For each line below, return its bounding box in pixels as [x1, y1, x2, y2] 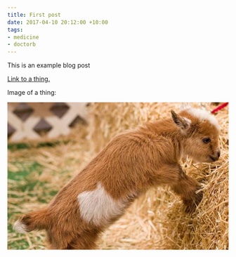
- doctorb [7, 41, 37, 48]
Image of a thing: [7, 88, 57, 97]
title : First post [7, 11, 61, 18]
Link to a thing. [7, 74, 51, 84]
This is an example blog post [7, 61, 91, 70]
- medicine [7, 34, 39, 41]
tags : [7, 26, 23, 33]
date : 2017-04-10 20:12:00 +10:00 [7, 18, 109, 26]
